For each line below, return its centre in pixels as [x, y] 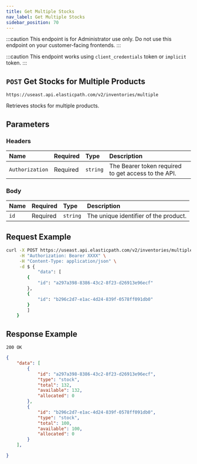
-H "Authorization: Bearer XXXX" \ [63, 256]
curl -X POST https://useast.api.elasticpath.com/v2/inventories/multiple [99, 250]
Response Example [42, 334]
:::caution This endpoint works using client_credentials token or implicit [96, 57]
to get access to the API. [143, 173]
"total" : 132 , [55, 385]
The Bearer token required [145, 166]
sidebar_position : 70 [33, 22]
